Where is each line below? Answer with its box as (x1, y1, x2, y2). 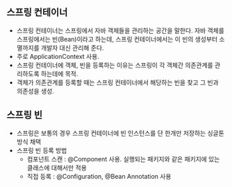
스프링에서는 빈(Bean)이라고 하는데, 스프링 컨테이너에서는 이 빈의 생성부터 (16, 35, 218, 43)
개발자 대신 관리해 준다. (40, 44, 104, 52)
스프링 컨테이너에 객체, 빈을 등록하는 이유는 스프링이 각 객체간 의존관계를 (16, 61, 213, 69)
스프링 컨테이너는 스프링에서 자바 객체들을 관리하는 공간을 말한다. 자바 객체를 (16, 26, 225, 35)
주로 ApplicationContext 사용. (16, 52, 100, 60)
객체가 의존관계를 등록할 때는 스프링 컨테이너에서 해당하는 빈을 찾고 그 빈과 (16, 78, 219, 87)
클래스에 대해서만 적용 (26, 163, 88, 172)
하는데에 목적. (40, 69, 78, 78)
